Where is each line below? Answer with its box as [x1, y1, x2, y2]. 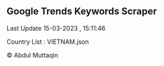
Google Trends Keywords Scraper [6, 6, 157, 17]
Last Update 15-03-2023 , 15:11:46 [6, 24, 106, 32]
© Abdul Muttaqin [6, 51, 59, 59]
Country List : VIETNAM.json [6, 38, 89, 46]
